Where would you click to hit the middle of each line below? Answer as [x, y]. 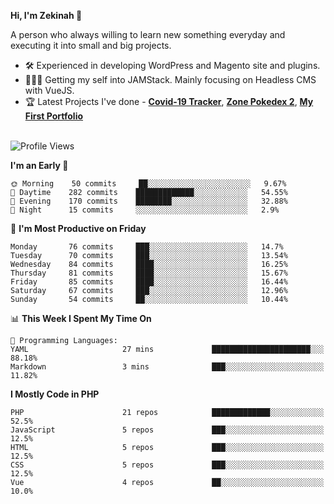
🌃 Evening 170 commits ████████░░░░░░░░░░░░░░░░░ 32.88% [149, 201]
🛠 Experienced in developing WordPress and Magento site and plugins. [172, 65]
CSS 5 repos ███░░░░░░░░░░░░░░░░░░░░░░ [167, 465]
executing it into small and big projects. [91, 45]
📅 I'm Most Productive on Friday [78, 228]
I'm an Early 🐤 [39, 165]
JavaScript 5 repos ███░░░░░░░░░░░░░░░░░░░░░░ [167, 430]
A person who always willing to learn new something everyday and [148, 34]
